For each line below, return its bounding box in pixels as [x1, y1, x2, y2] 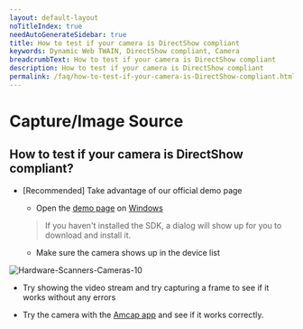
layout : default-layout [9, 13, 99, 23]
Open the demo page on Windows [35, 202, 164, 213]
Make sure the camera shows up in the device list [35, 247, 221, 258]
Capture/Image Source [9, 110, 184, 131]
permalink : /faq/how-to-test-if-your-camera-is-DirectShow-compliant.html [9, 72, 297, 81]
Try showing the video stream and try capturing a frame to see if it [22, 282, 270, 293]
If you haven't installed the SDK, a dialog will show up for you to [44, 220, 282, 230]
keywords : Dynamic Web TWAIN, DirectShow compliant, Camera [9, 47, 241, 56]
